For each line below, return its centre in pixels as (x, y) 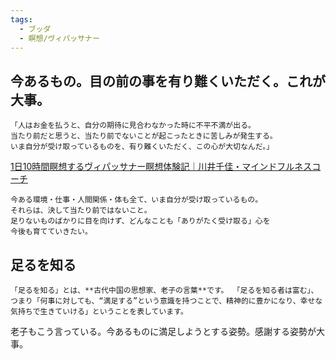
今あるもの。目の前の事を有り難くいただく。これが (168, 81)
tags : (21, 19)
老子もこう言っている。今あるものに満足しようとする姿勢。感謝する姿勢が (163, 331)
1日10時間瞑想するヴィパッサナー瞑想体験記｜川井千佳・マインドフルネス (161, 167)
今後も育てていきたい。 (51, 232)
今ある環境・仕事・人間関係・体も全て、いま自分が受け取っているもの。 (136, 200)
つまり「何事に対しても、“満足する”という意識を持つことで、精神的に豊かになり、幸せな (166, 301)
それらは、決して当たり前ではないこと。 (81, 211)
